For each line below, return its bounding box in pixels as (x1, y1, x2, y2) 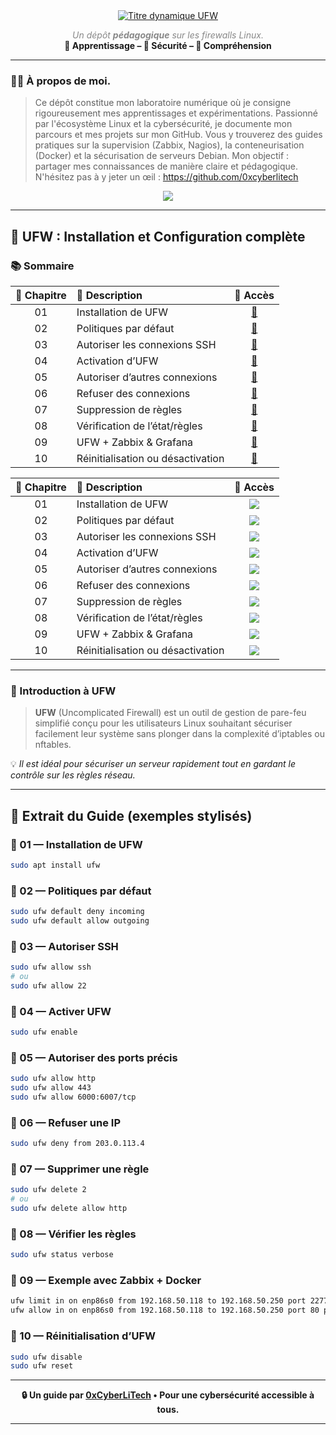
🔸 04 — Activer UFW (10, 1004, 112, 1018)
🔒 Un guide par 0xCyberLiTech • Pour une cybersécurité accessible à (21, 1389, 315, 1401)
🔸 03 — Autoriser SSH (10, 939, 119, 953)
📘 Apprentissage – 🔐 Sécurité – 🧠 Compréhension (64, 40, 272, 51)
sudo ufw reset (10, 1361, 74, 1371)
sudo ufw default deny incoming (10, 907, 145, 917)
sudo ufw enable (10, 1027, 78, 1038)
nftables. (34, 739, 72, 751)
